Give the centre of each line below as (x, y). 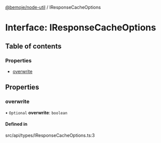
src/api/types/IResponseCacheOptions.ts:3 (50, 135)
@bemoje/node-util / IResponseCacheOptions (53, 7)
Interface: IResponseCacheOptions (81, 28)
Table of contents (33, 46)
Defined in (16, 124)
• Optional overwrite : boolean (36, 112)
